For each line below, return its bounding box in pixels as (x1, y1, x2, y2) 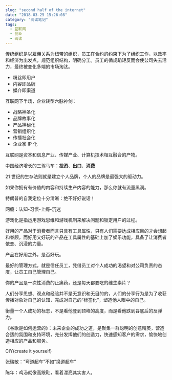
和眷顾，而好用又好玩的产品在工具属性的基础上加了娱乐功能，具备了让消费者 (5, 234, 167, 240)
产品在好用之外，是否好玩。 (5, 251, 64, 257)
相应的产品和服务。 (9, 338, 50, 344)
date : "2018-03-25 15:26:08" (5, 12, 68, 17)
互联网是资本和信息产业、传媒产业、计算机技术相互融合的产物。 (5, 151, 140, 158)
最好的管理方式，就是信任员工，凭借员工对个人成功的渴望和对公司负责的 (5, 262, 158, 269)
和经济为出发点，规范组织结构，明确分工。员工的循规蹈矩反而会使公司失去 (5, 57, 162, 63)
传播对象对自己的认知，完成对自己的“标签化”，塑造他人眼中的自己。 (5, 297, 148, 303)
